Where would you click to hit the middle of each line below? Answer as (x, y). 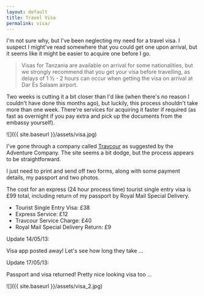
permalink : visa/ (28, 23)
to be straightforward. (34, 159)
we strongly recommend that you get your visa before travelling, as (106, 72)
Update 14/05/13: (28, 239)
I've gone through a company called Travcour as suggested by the (90, 146)
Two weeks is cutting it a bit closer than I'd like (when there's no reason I (98, 97)
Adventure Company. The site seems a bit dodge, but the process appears (100, 153)
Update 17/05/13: (28, 262)
